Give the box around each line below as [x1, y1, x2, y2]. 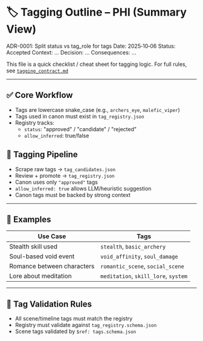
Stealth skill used [9, 242, 58, 251]
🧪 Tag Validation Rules [6, 299, 92, 309]
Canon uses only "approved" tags [14, 178, 98, 186]
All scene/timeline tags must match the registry [14, 315, 133, 322]
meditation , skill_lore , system [100, 272, 188, 281]
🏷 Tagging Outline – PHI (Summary [6, 5, 187, 19]
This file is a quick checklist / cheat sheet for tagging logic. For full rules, [6, 60, 187, 68]
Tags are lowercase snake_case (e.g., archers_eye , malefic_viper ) [14, 106, 180, 113]
